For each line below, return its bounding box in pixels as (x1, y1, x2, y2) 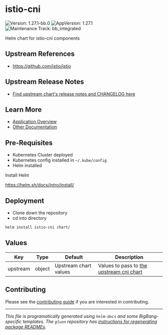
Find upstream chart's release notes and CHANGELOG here (12, 91, 135, 97)
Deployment (5, 197, 44, 205)
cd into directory (12, 215, 47, 221)
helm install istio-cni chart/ (5, 225, 70, 230)
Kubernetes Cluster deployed (12, 152, 73, 158)
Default (64, 253, 83, 260)
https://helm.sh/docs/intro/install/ (5, 182, 74, 188)
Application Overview (12, 119, 57, 125)
